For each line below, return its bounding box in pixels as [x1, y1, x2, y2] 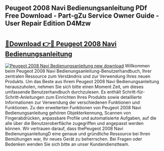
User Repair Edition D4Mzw [5, 19, 91, 28]
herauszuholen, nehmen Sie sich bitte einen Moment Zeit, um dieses [5, 84, 144, 90]
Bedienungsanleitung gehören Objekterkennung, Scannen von [5, 110, 131, 116]
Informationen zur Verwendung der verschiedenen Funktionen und [5, 99, 140, 105]
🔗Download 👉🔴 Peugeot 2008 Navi [5, 39, 117, 48]
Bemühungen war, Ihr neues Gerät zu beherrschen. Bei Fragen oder [5, 136, 142, 142]
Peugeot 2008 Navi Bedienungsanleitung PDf [5, 4, 147, 12]
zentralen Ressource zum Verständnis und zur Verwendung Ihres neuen [5, 73, 151, 79]
